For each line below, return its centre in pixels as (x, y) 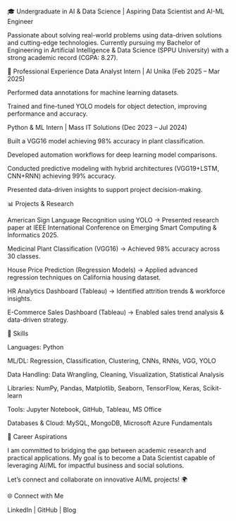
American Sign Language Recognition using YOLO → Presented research (113, 220)
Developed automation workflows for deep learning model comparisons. (112, 155)
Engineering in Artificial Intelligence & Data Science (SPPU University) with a (118, 50)
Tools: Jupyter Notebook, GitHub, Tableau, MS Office (85, 409)
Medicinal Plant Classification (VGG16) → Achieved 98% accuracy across (114, 248)
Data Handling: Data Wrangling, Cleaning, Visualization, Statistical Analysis (116, 375)
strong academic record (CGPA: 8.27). (63, 58)
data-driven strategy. (38, 320)
